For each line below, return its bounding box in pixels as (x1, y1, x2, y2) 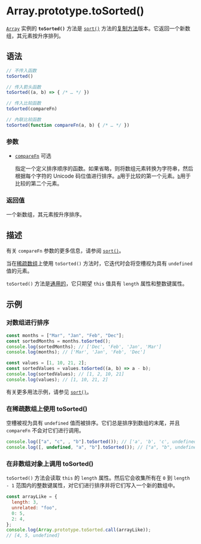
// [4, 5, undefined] (6, 533, 60, 539)
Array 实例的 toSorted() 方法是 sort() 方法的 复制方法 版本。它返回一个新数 (6, 25, 191, 32)
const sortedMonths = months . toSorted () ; (6, 338, 111, 344)
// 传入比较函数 (6, 100, 41, 106)
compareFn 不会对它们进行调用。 (6, 427, 85, 434)
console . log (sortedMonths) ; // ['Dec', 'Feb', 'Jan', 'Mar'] (6, 344, 162, 350)
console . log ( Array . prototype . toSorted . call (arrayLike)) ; (6, 527, 151, 533)
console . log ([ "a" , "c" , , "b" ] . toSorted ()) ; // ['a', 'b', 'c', (6, 439, 170, 445)
